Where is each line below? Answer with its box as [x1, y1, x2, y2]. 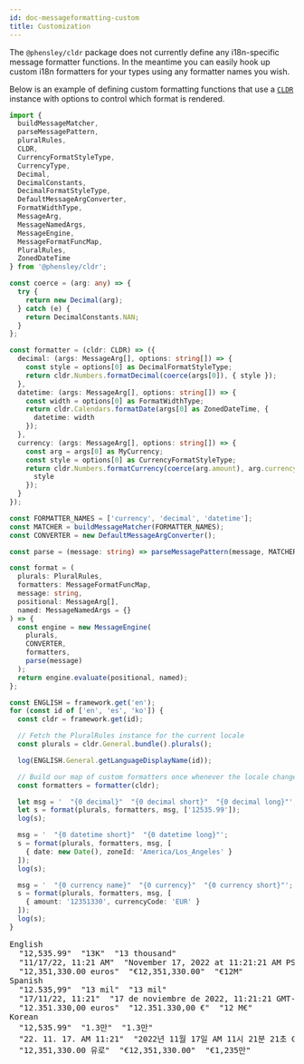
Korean [9, 1011, 39, 1021]
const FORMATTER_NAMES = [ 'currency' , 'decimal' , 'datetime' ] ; [9, 513, 253, 522]
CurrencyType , [17, 161, 71, 171]
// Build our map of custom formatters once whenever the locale [17, 772, 270, 781]
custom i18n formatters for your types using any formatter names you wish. [9, 65, 290, 77]
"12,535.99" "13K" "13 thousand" [18, 948, 177, 958]
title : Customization [9, 22, 91, 31]
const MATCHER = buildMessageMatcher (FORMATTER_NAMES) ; [9, 522, 224, 532]
